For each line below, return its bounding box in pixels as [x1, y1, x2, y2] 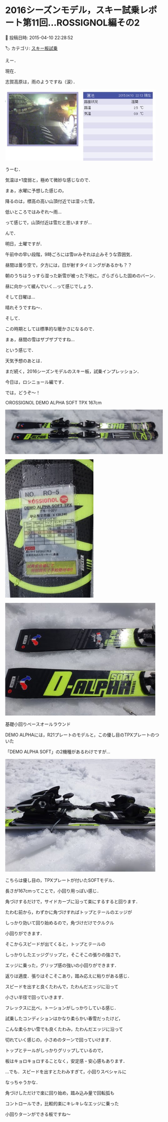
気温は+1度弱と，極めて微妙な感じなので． [5, 177, 93, 183]
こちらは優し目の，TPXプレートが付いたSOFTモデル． [5, 877, 117, 883]
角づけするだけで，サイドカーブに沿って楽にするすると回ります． [5, 898, 140, 904]
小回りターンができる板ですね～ [5, 1111, 71, 1117]
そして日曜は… [5, 294, 35, 300]
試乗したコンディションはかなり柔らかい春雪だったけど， [5, 1015, 123, 1021]
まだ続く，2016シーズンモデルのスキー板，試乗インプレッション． [5, 368, 141, 374]
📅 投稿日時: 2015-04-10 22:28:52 [5, 35, 73, 41]
